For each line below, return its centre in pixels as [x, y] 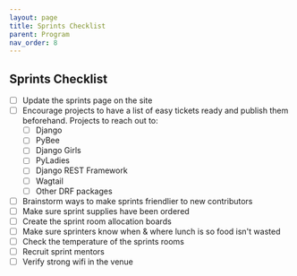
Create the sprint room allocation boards [97, 221]
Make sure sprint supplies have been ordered [106, 211]
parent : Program [39, 34]
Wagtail [50, 181]
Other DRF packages [74, 191]
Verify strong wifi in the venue [78, 262]
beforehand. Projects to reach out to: [90, 121]
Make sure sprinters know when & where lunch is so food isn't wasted [151, 231]
